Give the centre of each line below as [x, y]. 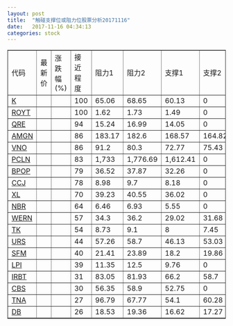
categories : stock [34, 33]
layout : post [26, 14]
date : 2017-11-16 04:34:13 [49, 26]
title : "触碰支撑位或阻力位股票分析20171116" [69, 20]
